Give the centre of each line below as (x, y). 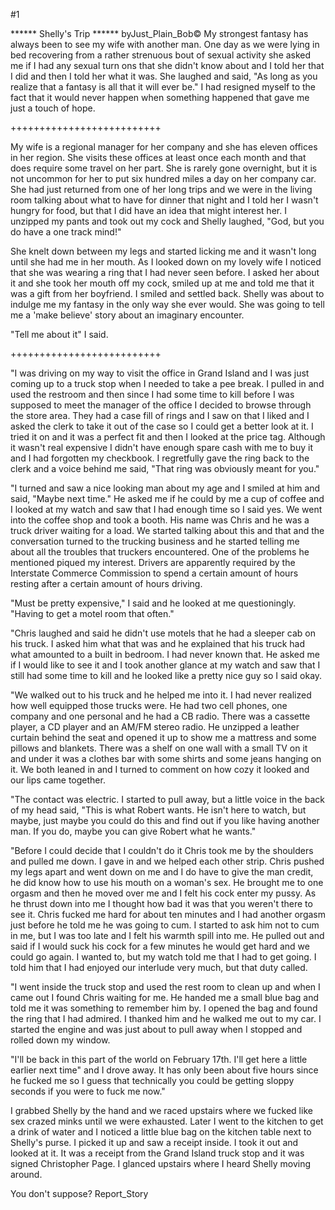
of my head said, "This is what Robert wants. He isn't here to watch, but (158, 810)
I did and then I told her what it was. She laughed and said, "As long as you (164, 76)
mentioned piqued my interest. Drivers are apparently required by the (153, 562)
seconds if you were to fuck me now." (88, 1091)
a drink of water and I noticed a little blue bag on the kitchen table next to (161, 1132)
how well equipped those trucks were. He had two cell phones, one (149, 705)
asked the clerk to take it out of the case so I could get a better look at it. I (162, 426)
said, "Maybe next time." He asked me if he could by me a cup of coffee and (167, 498)
